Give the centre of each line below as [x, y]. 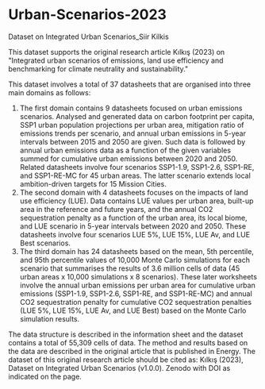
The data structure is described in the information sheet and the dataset [126, 334]
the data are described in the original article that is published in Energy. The [132, 351]
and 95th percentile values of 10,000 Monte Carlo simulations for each [135, 260]
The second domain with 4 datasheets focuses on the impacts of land [134, 192]
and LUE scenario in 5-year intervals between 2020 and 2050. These [133, 226]
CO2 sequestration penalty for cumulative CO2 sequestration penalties [136, 302]
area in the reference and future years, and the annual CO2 [116, 209]
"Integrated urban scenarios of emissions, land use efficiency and [116, 60]
